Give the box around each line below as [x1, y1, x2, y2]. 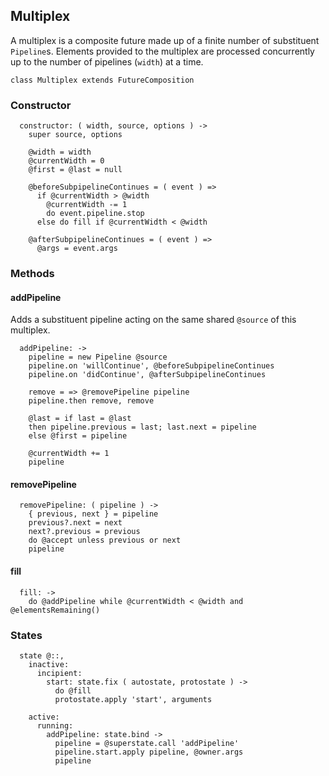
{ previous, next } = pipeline [28, 509, 159, 519]
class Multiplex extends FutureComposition [10, 75, 195, 85]
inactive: [28, 659, 70, 669]
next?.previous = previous [28, 527, 141, 537]
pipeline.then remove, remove [28, 396, 155, 406]
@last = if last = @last [28, 414, 132, 424]
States [10, 628, 43, 642]
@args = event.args [36, 244, 118, 254]
